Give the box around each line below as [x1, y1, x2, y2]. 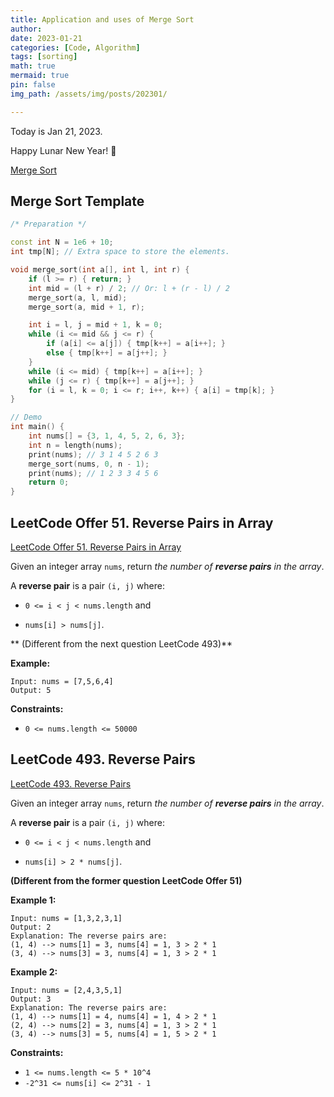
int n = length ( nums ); [28, 440, 123, 450]
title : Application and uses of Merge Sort [10, 14, 195, 25]
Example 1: [10, 894, 57, 906]
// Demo [10, 412, 43, 423]
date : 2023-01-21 [10, 33, 83, 43]
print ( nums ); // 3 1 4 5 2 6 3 [28, 449, 159, 460]
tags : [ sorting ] [10, 52, 78, 62]
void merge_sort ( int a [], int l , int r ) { [10, 265, 190, 275]
